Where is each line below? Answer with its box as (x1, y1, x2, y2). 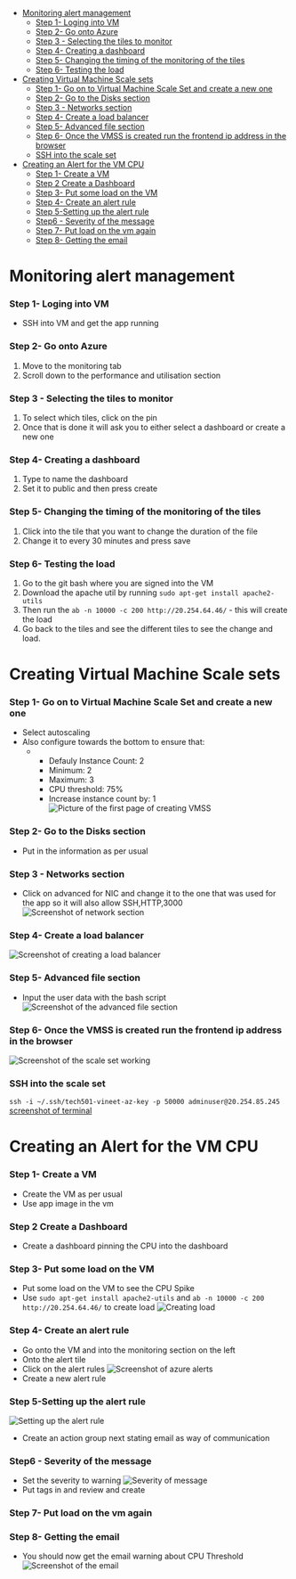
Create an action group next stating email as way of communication (21, 1432, 270, 1443)
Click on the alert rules (21, 1363, 105, 1374)
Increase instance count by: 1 (48, 793, 156, 805)
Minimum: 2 (48, 765, 92, 776)
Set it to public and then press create (21, 483, 158, 494)
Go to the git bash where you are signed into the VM (21, 577, 214, 588)
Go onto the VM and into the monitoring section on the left (21, 1345, 236, 1355)
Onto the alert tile (21, 1354, 86, 1364)
